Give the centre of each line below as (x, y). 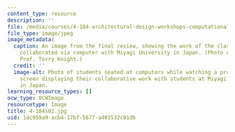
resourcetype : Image (37, 105)
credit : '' (29, 66)
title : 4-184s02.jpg (37, 111)
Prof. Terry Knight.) (51, 59)
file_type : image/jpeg (40, 33)
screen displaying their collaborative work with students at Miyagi (123, 79)
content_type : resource (42, 14)
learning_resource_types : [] (50, 91)
